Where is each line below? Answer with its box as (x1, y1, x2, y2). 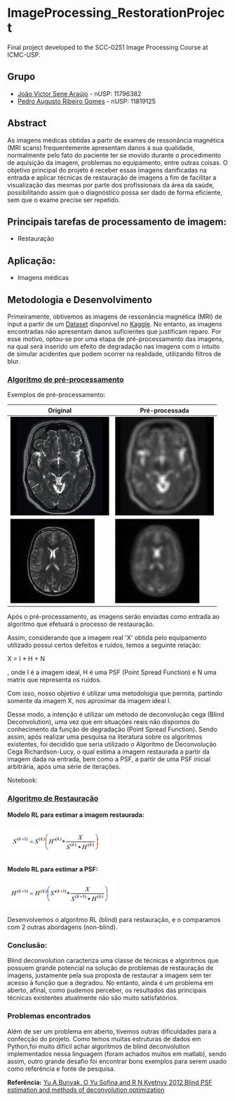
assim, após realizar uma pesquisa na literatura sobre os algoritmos (7, 732, 203, 741)
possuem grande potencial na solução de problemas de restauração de (7, 963, 214, 973)
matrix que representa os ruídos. (7, 675, 102, 683)
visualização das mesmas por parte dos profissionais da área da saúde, (7, 180, 215, 189)
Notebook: (7, 775, 38, 784)
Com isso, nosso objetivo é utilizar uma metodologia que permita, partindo (7, 689, 223, 698)
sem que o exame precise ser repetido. (7, 195, 121, 204)
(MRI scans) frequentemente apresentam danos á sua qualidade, (7, 143, 195, 152)
